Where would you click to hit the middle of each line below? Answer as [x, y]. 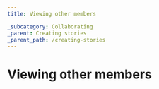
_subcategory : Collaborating [50, 26]
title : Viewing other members [52, 14]
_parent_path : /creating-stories [57, 40]
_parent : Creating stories [47, 33]
